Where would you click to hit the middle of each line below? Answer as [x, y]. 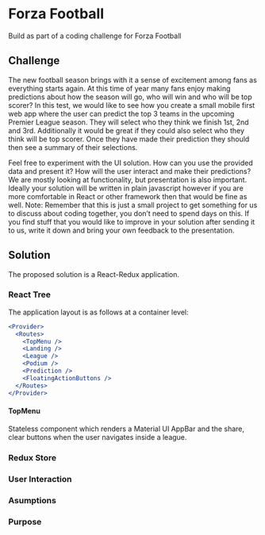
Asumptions [33, 500]
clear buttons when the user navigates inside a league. [98, 437]
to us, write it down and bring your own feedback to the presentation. [121, 230]
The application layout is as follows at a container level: [98, 312]
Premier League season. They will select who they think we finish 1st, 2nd [129, 122]
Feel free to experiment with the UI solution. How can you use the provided [131, 163]
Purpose [25, 522]
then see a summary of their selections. [73, 147]
